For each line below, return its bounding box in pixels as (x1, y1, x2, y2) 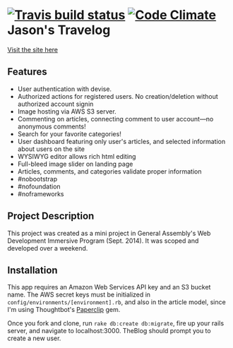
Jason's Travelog (7, 22, 111, 38)
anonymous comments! (17, 122, 86, 131)
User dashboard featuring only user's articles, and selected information (17, 137, 226, 145)
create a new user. (7, 334, 61, 342)
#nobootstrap (17, 174, 58, 183)
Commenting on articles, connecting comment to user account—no (17, 114, 214, 123)
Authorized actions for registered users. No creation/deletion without (17, 92, 219, 100)
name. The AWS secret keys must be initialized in (7, 290, 150, 299)
